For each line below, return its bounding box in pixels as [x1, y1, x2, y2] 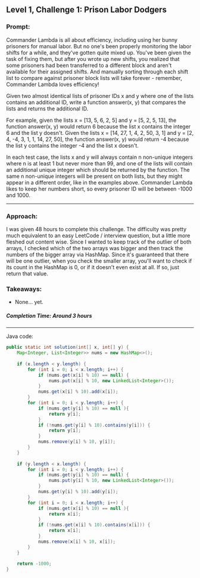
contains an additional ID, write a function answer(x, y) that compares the [6, 99, 186, 106]
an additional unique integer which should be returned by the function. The [6, 166, 190, 173]
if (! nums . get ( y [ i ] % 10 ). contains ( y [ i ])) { [37, 422, 151, 428]
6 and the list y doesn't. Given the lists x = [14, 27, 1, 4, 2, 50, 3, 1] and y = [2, [6, 129, 194, 136]
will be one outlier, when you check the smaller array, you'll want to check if [6, 257, 192, 265]
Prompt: [6, 23, 30, 31]
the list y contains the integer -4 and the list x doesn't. [6, 142, 139, 149]
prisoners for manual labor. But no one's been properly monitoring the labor [6, 42, 192, 50]
